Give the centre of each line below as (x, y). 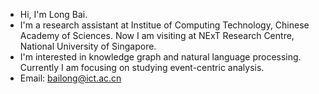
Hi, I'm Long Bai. (53, 14)
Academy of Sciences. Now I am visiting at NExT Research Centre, (157, 35)
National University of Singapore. (88, 46)
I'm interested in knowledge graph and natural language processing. (160, 57)
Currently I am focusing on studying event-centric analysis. (142, 67)
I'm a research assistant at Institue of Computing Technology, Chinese (164, 25)
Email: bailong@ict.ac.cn (70, 78)
